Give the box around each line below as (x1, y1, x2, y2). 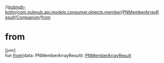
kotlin (5, 9, 16, 15)
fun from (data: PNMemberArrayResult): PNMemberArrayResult (5, 52, 132, 58)
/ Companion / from (15, 15, 51, 20)
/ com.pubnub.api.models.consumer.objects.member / (16, 9, 123, 15)
